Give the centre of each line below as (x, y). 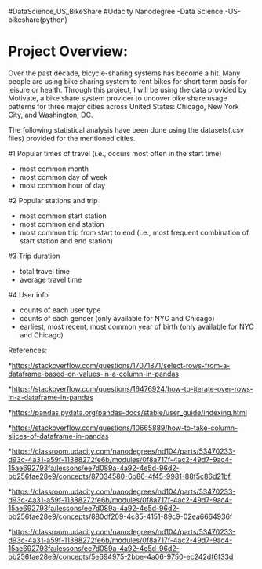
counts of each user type (60, 310)
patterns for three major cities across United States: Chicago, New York (124, 106)
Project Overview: (68, 51)
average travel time (51, 279)
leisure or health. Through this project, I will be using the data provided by (127, 89)
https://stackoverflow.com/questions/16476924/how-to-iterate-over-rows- (132, 388)
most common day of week (64, 177)
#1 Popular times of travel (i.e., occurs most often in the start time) (115, 153)
